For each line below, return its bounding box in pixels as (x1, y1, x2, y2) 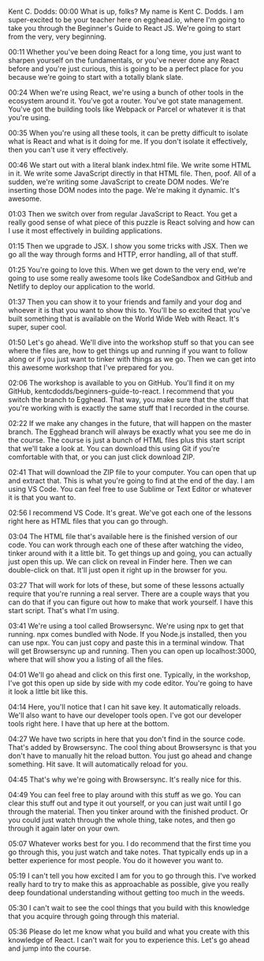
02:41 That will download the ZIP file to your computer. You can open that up (8, 468, 257, 477)
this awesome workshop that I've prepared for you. (8, 363, 174, 372)
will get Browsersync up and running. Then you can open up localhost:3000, (8, 646, 257, 655)
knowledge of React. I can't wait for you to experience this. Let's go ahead (8, 936, 250, 944)
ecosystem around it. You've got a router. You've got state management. (8, 96, 244, 105)
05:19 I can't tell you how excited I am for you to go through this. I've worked (8, 871, 257, 880)
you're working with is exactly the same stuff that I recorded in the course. (8, 403, 250, 413)
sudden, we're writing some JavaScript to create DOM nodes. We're (8, 177, 230, 187)
